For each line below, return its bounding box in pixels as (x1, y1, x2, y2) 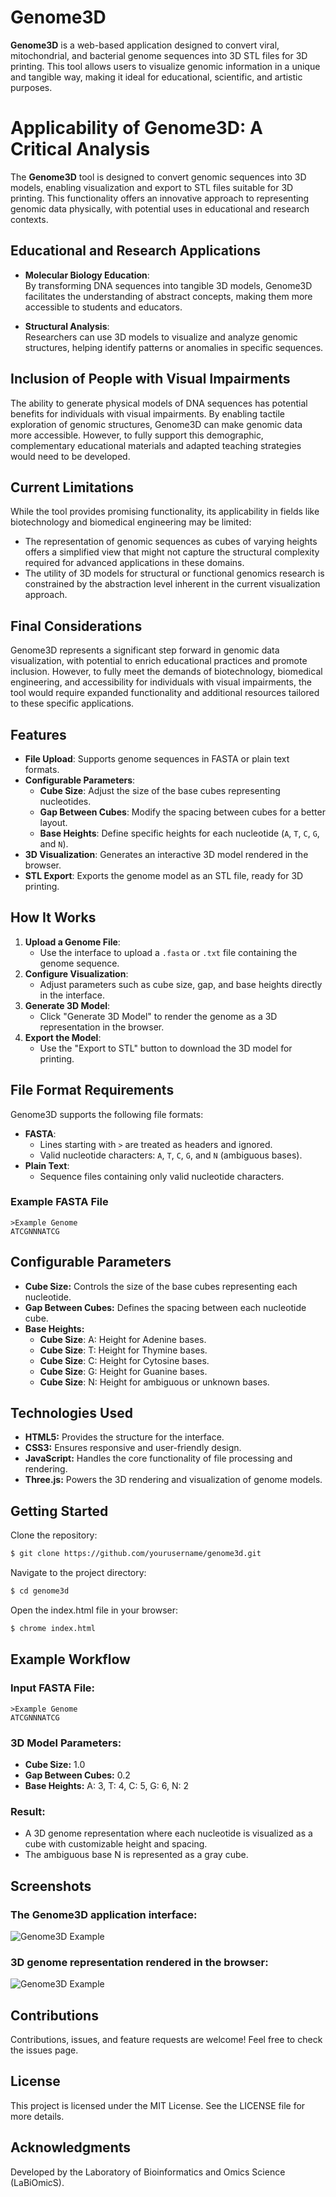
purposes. (10, 81, 53, 93)
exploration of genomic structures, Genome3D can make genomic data (10, 418, 303, 430)
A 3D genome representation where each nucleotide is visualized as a (24, 1827, 313, 1840)
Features (10, 726, 67, 743)
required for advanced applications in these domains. (24, 557, 245, 569)
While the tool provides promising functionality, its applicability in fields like (10, 506, 320, 518)
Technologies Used (10, 1405, 133, 1422)
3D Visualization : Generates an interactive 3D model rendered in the (24, 848, 309, 860)
